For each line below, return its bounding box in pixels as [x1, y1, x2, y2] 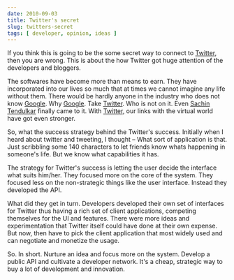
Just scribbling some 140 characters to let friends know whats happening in [7, 142, 226, 151]
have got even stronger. [7, 115, 75, 123]
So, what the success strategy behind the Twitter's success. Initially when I [7, 128, 224, 136]
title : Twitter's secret [7, 17, 80, 24]
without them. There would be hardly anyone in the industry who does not [7, 92, 220, 101]
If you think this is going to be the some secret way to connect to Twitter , [7, 49, 217, 57]
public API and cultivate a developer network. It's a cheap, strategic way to [7, 258, 224, 266]
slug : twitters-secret [7, 23, 73, 30]
